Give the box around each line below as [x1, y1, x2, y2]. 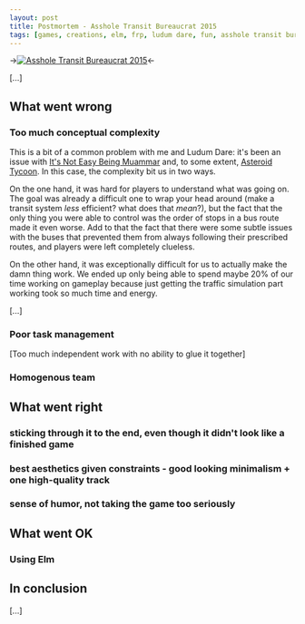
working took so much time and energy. [9, 288, 158, 299]
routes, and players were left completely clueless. [9, 241, 195, 252]
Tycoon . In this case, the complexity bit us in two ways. [9, 166, 216, 177]
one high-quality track [9, 473, 111, 486]
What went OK [9, 525, 93, 541]
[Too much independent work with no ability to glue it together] [9, 348, 246, 359]
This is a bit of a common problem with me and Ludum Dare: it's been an [9, 147, 281, 158]
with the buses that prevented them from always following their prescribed [9, 232, 289, 243]
